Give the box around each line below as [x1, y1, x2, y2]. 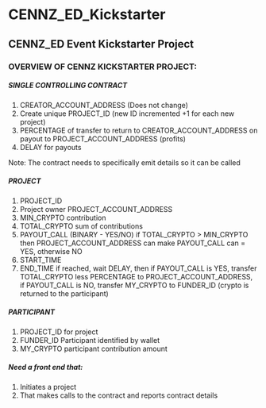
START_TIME [19, 256, 62, 265]
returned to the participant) [19, 289, 109, 298]
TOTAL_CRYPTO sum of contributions [19, 221, 143, 231]
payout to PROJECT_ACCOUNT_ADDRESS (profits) [19, 134, 187, 144]
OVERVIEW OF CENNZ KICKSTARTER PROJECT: [8, 61, 197, 72]
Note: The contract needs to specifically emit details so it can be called [8, 158, 241, 167]
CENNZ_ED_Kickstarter [8, 6, 166, 24]
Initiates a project [19, 383, 77, 392]
